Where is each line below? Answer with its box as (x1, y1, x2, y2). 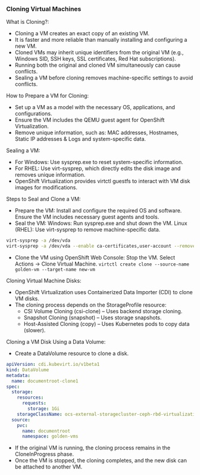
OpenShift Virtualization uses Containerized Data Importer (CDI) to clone (14, 289, 193, 296)
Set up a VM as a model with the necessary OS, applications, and (14, 104, 176, 111)
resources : (17, 394, 44, 401)
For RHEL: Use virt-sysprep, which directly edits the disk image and (14, 165, 181, 172)
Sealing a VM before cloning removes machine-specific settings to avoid (14, 74, 193, 82)
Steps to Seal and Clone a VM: (6, 196, 81, 203)
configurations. (14, 110, 52, 118)
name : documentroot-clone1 (11, 378, 79, 384)
